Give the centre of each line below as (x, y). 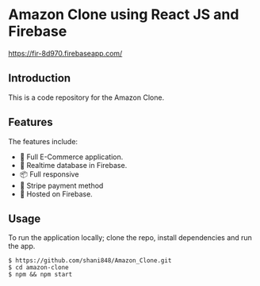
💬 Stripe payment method (61, 185)
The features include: (43, 141)
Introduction (40, 78)
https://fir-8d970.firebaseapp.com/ (65, 53)
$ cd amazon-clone (38, 268)
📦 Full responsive (49, 174)
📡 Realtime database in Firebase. (73, 165)
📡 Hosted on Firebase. (56, 194)
